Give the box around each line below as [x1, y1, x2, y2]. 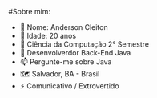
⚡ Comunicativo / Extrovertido [19, 81, 119, 91]
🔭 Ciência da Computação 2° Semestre [19, 39, 150, 49]
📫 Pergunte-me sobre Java [19, 57, 112, 67]
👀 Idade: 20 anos [19, 31, 77, 40]
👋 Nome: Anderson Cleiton [19, 22, 108, 31]
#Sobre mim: [8, 7, 50, 16]
